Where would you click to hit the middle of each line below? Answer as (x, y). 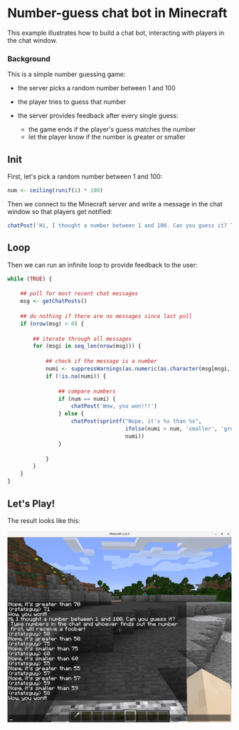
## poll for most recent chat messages (79, 294)
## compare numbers (87, 391)
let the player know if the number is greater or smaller (107, 137)
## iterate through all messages (83, 339)
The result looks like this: (44, 520)
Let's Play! (31, 503)
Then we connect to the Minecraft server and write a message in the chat (115, 203)
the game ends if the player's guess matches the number (112, 129)
